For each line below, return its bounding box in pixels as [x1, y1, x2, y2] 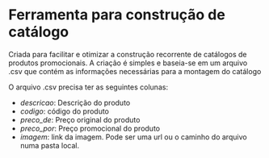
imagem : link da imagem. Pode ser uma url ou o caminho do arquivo [19, 131, 248, 142]
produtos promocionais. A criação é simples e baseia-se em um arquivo [8, 58, 248, 68]
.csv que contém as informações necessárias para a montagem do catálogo [8, 66, 262, 76]
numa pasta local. [19, 140, 80, 150]
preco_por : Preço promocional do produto [19, 123, 160, 133]
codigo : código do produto [19, 106, 110, 116]
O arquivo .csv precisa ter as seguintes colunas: [8, 82, 168, 92]
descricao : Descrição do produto [19, 98, 131, 107]
